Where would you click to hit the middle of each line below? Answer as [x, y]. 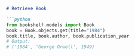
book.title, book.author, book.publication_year [68, 36]
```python [19, 19]
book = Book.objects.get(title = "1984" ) [56, 30]
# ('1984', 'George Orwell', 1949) [50, 47]
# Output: [19, 42]
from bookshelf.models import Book [50, 25]
